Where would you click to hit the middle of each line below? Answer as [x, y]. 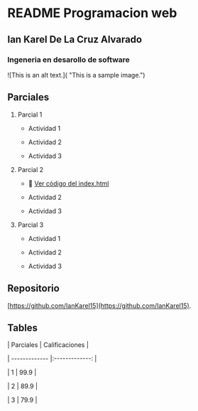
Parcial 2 [31, 169]
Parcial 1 [30, 114]
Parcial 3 [31, 225]
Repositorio [34, 288]
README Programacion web [92, 13]
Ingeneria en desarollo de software [68, 60]
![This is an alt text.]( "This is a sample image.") [76, 75]
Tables [22, 327]
